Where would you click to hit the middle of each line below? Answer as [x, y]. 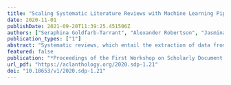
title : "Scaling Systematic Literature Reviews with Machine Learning [110, 13]
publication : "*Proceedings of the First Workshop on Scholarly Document [115, 58]
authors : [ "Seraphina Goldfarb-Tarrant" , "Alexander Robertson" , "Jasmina [117, 33]
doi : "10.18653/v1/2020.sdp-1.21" [57, 71]
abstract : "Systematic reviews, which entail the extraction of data [109, 45]
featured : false [30, 52]
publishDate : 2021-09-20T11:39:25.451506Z [69, 26]
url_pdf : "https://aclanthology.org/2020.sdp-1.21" [82, 64]
